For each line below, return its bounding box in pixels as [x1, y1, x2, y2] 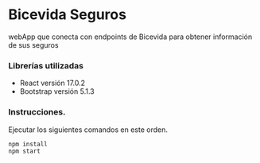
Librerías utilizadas [8, 60, 84, 71]
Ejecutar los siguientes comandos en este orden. [8, 125, 169, 134]
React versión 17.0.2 [19, 78, 86, 88]
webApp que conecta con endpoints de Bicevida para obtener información [8, 32, 253, 41]
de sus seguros [8, 40, 59, 49]
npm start [8, 147, 41, 155]
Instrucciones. [8, 107, 66, 118]
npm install [8, 140, 48, 148]
